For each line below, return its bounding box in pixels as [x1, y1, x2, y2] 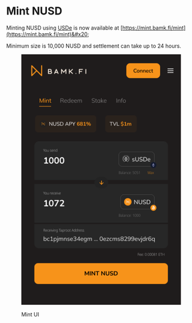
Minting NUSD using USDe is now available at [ [6, 24, 123, 31]
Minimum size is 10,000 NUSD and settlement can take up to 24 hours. [6, 42, 182, 49]
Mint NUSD [6, 4, 63, 18]
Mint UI [21, 310, 40, 318]
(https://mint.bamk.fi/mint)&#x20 [6, 30, 88, 37]
